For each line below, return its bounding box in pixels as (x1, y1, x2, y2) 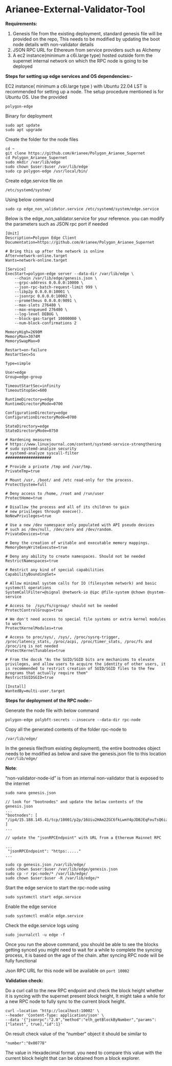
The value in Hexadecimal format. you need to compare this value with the (5, 1050, 162, 1056)
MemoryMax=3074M (5, 334, 40, 339)
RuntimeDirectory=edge (5, 396, 54, 402)
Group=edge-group (5, 374, 42, 379)
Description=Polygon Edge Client (5, 235, 77, 240)
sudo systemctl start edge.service (5, 894, 81, 899)
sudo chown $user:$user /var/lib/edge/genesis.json (5, 867, 118, 872)
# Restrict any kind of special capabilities (5, 567, 104, 572)
